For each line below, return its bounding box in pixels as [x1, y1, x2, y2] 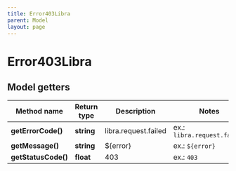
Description [115, 107, 156, 116]
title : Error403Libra [7, 10, 71, 18]
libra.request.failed [105, 126, 167, 136]
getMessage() [11, 141, 60, 151]
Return [74, 102, 98, 112]
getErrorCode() [11, 126, 63, 136]
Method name [15, 107, 63, 116]
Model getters [7, 81, 70, 93]
